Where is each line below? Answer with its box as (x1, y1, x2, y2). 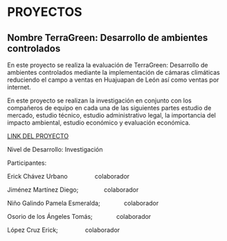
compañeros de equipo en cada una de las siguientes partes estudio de (7, 104, 212, 111)
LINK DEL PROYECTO (7, 132, 69, 140)
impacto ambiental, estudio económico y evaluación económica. (7, 118, 191, 127)
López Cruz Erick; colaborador (7, 226, 120, 234)
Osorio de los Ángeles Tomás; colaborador (7, 213, 152, 220)
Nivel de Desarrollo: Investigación (7, 145, 103, 153)
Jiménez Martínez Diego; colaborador (7, 186, 139, 194)
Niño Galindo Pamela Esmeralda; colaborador (7, 199, 159, 207)
